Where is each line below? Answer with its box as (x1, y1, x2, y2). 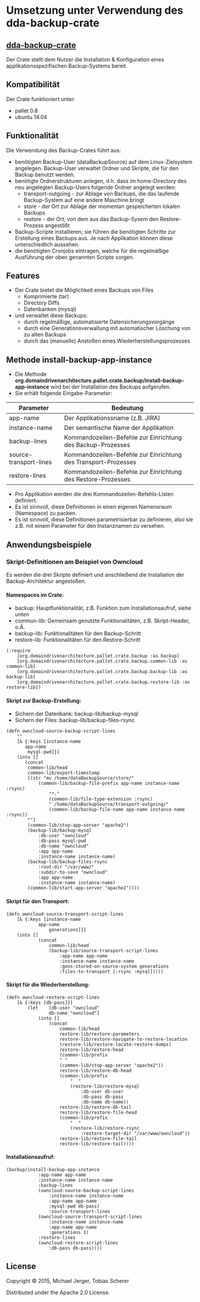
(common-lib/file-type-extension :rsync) (48, 796, 153, 802)
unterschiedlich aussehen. (14, 240, 80, 248)
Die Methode (14, 371, 47, 378)
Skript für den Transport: (6, 897, 70, 904)
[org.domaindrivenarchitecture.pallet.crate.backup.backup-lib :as (17, 669, 187, 675)
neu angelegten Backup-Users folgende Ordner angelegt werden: (14, 184, 177, 191)
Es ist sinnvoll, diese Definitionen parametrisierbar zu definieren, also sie (14, 516, 193, 523)
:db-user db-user (80, 1089, 124, 1095)
